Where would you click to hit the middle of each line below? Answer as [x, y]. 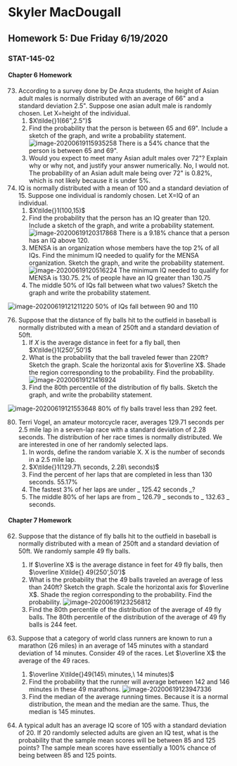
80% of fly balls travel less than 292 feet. [158, 408]
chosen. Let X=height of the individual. [74, 113]
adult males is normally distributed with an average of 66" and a [111, 98]
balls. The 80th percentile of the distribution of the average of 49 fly [127, 617]
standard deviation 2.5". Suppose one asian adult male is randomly [115, 106]
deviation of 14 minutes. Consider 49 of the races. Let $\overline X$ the [122, 653]
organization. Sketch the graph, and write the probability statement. [127, 263]
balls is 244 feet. [53, 624]
